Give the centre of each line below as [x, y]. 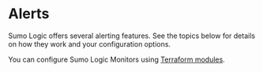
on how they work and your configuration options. [90, 44]
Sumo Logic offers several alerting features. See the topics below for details [131, 36]
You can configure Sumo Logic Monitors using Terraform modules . [116, 59]
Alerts [29, 14]
